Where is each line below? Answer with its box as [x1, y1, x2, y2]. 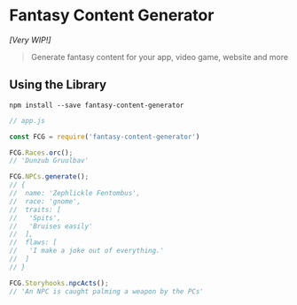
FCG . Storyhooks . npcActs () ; [9, 278, 109, 287]
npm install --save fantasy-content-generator [9, 101, 184, 110]
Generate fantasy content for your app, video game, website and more [30, 51, 289, 62]
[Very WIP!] [9, 34, 51, 45]
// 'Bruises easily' [9, 222, 93, 231]
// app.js [9, 116, 46, 125]
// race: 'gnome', [9, 196, 82, 206]
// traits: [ [9, 205, 62, 214]
